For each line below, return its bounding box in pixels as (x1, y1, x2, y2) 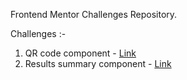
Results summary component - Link (24, 58, 172, 69)
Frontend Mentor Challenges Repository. (10, 9, 178, 20)
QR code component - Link (24, 47, 137, 59)
